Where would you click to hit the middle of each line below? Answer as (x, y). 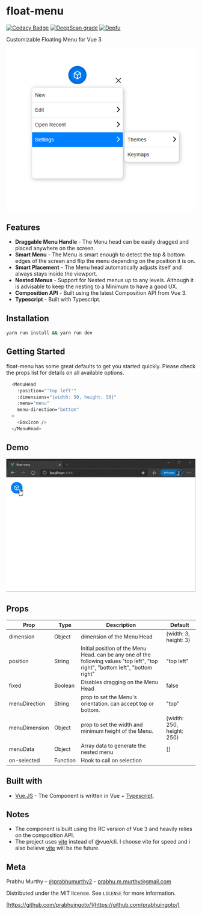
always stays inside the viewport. (56, 274)
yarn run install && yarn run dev (50, 333)
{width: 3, (178, 634)
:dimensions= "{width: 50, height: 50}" (67, 397)
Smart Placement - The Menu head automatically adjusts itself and (98, 267)
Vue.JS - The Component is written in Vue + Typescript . (84, 795)
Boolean (64, 685)
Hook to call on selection (112, 761)
